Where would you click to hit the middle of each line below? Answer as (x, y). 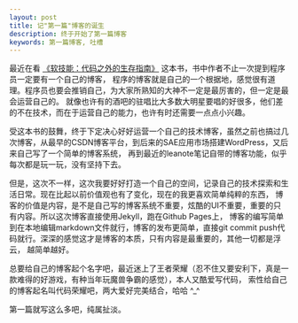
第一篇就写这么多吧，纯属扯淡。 (67, 310)
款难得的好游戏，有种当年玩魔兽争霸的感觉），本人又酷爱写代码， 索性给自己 (148, 280)
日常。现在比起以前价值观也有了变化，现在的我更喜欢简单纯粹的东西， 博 (150, 195)
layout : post (33, 17)
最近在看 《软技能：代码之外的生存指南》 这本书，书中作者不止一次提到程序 (147, 68)
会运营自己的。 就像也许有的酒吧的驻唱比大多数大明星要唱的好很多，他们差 (146, 102)
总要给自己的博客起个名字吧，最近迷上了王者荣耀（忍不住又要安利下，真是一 (149, 269)
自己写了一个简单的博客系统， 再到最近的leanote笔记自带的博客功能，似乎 (152, 154)
